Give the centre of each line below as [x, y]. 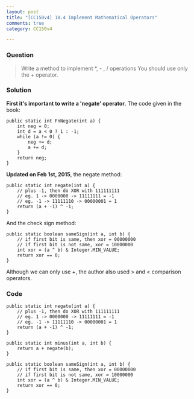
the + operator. [39, 75]
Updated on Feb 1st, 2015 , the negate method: [64, 174]
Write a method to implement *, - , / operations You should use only [104, 68]
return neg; [32, 158]
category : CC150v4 [29, 29]
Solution [19, 90]
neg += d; [40, 142]
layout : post [23, 12]
